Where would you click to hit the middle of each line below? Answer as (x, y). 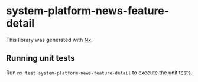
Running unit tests (40, 58)
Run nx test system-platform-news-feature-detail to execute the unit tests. (99, 73)
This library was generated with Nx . (49, 40)
